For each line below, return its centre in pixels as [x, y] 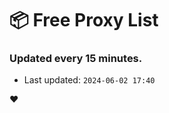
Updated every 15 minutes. [76, 59]
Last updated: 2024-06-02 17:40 [89, 80]
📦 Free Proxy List [84, 20]
